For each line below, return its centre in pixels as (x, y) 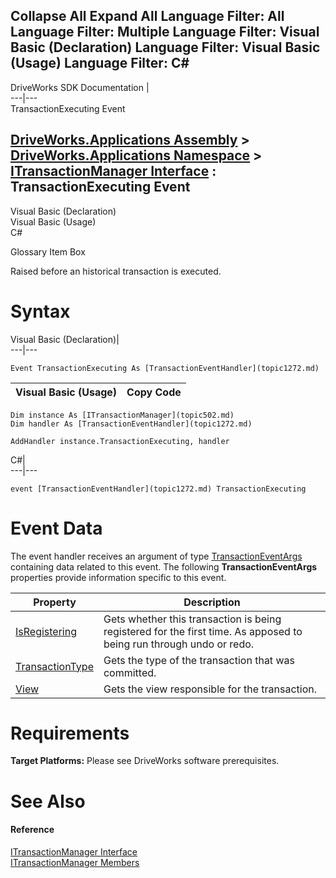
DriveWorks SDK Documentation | (80, 87)
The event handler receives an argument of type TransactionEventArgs (156, 556)
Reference (32, 830)
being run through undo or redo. (179, 644)
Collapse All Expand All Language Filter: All (147, 16)
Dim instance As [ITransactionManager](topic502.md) (122, 415)
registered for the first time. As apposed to (203, 631)
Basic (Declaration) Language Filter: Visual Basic (165, 47)
